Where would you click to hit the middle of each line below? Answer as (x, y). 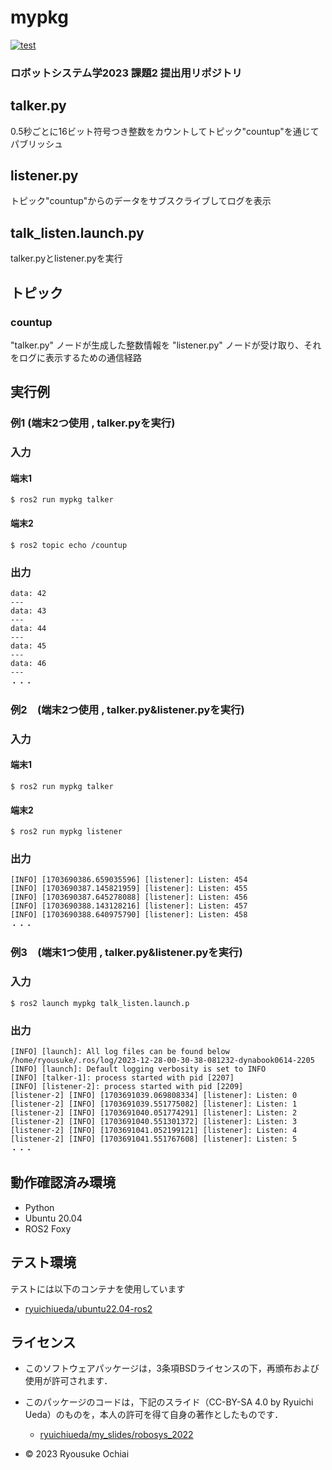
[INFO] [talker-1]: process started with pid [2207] (122, 1077)
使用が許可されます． (68, 1381)
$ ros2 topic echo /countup (69, 545)
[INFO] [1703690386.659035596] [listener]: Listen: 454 (129, 880)
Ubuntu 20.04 (53, 1218)
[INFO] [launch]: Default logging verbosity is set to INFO (138, 1069)
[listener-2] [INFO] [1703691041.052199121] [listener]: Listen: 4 (154, 1130)
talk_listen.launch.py (77, 232)
